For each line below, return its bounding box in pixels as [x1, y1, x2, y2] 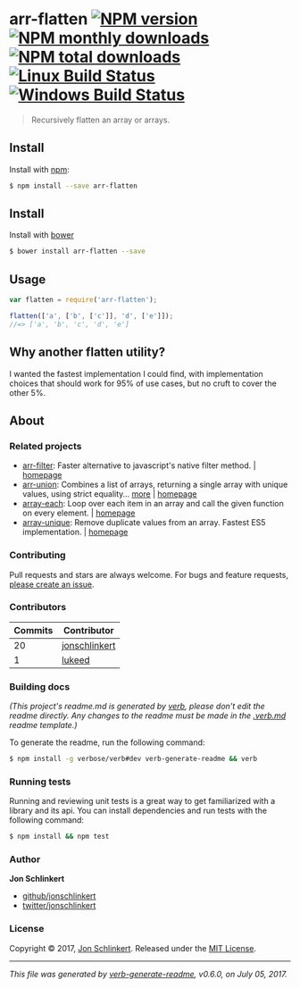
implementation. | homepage [21, 527, 129, 538]
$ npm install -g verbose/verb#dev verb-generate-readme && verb [9, 755, 257, 764]
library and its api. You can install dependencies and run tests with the [9, 805, 268, 816]
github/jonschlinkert [21, 891, 96, 901]
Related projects [9, 440, 82, 452]
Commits [13, 624, 54, 636]
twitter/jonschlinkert [21, 900, 96, 911]
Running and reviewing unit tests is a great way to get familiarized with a [9, 796, 276, 807]
